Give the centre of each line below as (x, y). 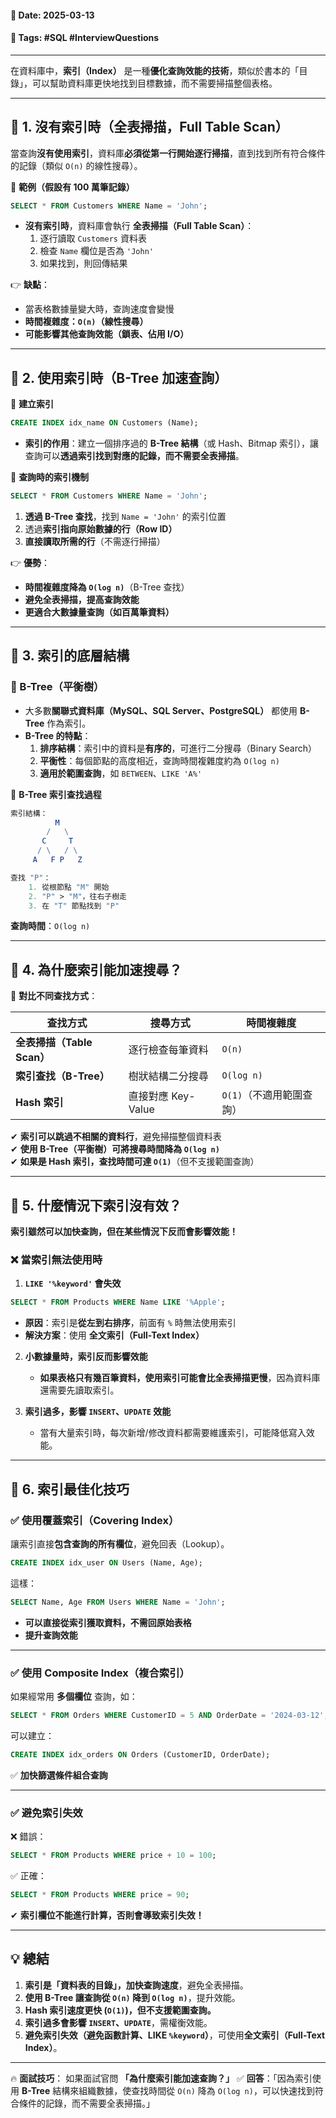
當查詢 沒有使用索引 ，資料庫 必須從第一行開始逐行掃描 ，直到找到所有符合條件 (168, 153)
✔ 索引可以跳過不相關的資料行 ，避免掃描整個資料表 (116, 1137)
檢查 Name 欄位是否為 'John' (96, 251)
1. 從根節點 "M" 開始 (69, 887)
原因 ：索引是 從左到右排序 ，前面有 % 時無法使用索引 (130, 1323)
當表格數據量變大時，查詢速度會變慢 (99, 309)
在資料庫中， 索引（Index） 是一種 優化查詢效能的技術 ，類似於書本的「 (155, 70)
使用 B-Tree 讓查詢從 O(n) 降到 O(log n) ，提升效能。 (132, 1997)
